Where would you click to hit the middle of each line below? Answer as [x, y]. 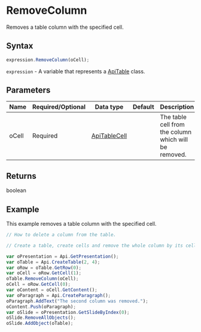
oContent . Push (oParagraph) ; [41, 307]
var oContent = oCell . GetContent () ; [52, 290]
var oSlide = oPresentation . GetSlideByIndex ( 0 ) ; [68, 312]
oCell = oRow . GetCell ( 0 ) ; [38, 285]
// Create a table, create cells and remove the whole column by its [95, 246]
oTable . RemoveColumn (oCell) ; [42, 279]
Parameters [28, 90]
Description [177, 107]
